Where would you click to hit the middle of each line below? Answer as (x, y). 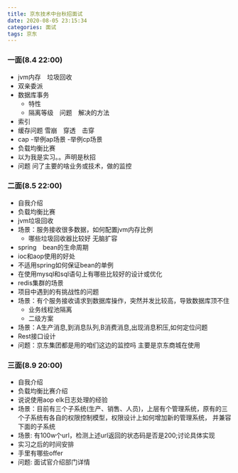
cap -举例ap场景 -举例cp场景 (60, 139)
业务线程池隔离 (50, 309)
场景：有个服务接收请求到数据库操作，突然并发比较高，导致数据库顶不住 (123, 300)
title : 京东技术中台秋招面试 (45, 14)
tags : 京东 (22, 34)
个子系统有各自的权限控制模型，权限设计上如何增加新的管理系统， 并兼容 (124, 418)
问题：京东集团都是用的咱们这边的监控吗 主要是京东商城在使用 (109, 345)
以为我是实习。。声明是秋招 (56, 156)
